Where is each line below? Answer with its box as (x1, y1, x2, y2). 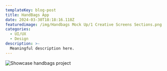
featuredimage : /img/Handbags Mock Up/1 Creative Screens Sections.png (5, 22, 162, 27)
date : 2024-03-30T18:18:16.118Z (5, 17, 75, 22)
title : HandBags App (5, 12, 50, 17)
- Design (10, 37, 29, 42)
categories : (5, 27, 31, 32)
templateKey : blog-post (5, 7, 57, 13)
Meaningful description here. (10, 46, 75, 51)
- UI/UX (10, 31, 27, 37)
